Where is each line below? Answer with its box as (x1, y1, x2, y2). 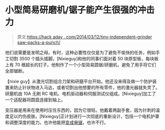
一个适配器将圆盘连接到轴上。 (5, 97, 65, 103)
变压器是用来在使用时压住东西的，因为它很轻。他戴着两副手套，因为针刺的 (5, 107, 156, 113)
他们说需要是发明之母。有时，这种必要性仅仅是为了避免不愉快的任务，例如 (5, 50, 156, 55)
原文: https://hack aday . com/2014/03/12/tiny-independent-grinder (17, 34, 152, 40)
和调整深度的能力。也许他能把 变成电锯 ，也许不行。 (5, 119, 109, 125)
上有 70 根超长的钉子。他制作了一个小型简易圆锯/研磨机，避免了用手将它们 (5, 62, 156, 68)
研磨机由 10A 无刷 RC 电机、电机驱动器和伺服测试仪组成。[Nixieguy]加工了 (5, 90, 156, 96)
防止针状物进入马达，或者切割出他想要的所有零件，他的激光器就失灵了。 (13, 84, 160, 90)
